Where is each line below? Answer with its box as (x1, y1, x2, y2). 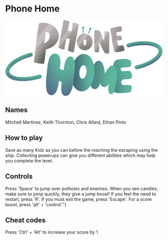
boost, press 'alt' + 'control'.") (5, 201, 66, 207)
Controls (5, 172, 33, 181)
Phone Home (5, 3, 60, 15)
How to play (5, 134, 43, 142)
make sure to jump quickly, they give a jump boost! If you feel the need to (5, 191, 156, 197)
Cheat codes (5, 216, 46, 224)
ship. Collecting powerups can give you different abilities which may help (5, 152, 156, 158)
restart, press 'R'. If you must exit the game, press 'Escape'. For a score (5, 196, 152, 202)
